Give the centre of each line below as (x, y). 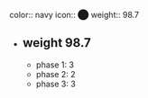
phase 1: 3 (55, 65)
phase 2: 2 (55, 74)
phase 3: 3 (56, 84)
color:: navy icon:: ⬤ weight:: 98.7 (74, 15)
